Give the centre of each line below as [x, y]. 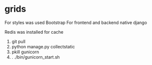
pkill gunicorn [25, 52]
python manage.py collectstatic [43, 46]
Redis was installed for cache [34, 32]
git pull [18, 41]
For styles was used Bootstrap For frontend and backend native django [76, 22]
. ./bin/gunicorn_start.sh [36, 57]
